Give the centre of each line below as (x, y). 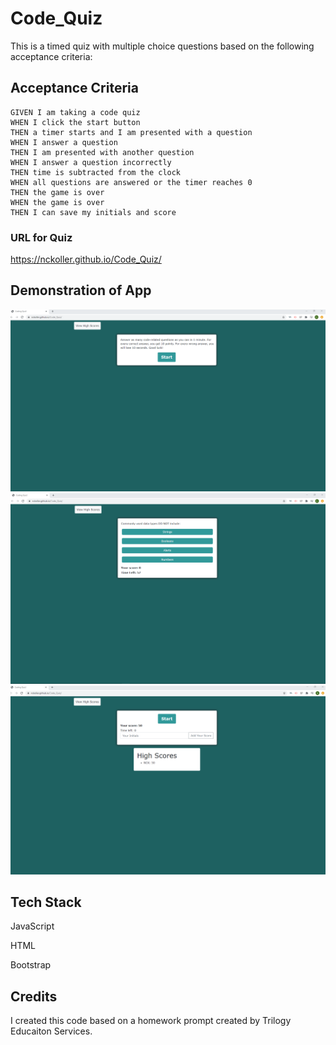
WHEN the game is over (57, 202)
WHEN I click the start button (75, 122)
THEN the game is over (57, 192)
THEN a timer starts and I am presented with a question (131, 132)
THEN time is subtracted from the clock (96, 172)
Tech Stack (46, 902)
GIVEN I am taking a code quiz (75, 112)
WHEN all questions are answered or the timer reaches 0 (131, 182)
